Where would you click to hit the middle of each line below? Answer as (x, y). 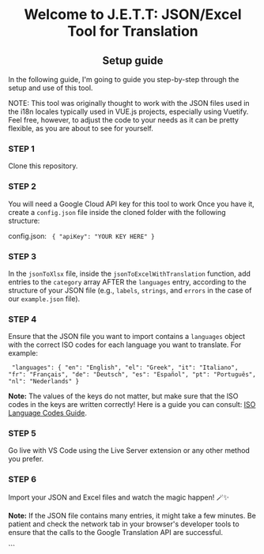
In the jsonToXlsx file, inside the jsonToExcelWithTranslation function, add (130, 273)
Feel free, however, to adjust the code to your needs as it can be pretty (124, 120)
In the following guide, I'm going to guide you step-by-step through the (124, 79)
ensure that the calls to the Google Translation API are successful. (116, 532)
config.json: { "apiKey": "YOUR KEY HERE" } (82, 236)
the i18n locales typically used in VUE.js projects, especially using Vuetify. (128, 111)
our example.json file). (44, 299)
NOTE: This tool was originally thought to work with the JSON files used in (129, 103)
